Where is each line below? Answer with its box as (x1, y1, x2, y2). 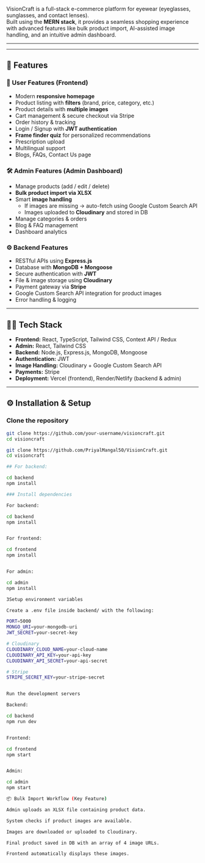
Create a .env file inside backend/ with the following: (6, 607, 154, 613)
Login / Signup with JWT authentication (15, 125, 117, 132)
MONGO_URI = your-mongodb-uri (6, 624, 78, 630)
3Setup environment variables (6, 596, 84, 602)
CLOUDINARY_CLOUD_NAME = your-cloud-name (6, 646, 108, 652)
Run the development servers (6, 691, 81, 697)
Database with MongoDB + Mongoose (15, 264, 113, 271)
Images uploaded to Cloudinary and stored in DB (24, 208, 148, 216)
